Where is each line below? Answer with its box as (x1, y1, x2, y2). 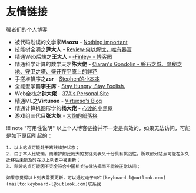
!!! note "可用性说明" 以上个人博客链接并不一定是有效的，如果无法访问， (6, 124, 181, 131)
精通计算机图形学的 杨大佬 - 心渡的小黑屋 (14, 104, 114, 112)
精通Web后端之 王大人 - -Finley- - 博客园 (14, 53, 112, 60)
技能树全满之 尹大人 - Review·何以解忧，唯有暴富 (14, 45, 132, 53)
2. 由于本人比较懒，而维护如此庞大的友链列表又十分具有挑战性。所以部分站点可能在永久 (6, 151, 190, 157)
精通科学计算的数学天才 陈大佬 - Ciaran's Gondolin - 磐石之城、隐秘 (14, 60, 177, 68)
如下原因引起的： (11, 132, 53, 139)
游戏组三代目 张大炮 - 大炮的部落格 (14, 112, 98, 119)
